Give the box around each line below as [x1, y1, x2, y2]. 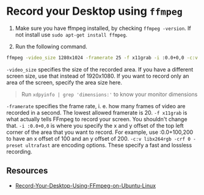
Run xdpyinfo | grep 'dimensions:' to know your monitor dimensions [21, 90, 198, 98]
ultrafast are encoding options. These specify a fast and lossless [25, 141, 192, 149]
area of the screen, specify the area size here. [6, 78, 122, 86]
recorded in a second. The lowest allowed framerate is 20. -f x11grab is [6, 109, 188, 116]
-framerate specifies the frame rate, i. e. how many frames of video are [6, 102, 186, 109]
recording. [6, 148, 32, 155]
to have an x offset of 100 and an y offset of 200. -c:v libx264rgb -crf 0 [6, 134, 191, 142]
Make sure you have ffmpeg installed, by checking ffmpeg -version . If [15, 24, 191, 32]
